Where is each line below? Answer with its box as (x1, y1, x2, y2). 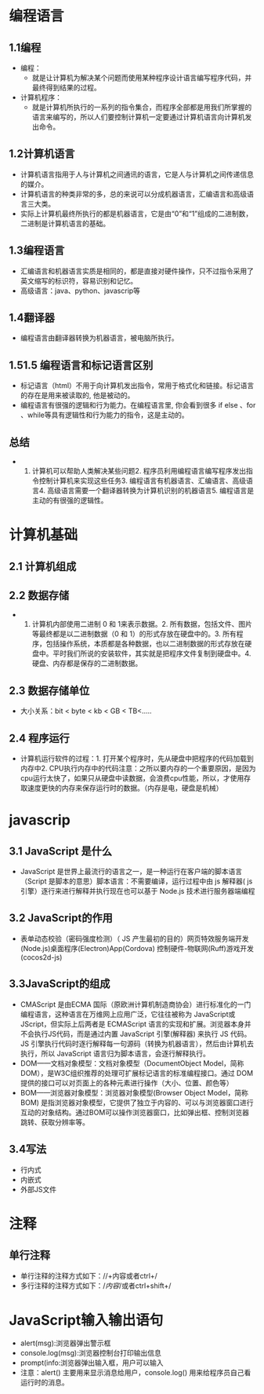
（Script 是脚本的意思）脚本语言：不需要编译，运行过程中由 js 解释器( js (20, 876, 253, 886)
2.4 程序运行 (9, 731, 70, 745)
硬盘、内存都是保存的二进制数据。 (31, 659, 143, 668)
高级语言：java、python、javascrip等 (20, 286, 140, 295)
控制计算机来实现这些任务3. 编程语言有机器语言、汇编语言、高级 (38, 476, 246, 485)
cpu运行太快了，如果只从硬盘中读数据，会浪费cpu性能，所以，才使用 (20, 774, 244, 783)
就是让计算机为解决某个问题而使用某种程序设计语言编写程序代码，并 (31, 73, 252, 82)
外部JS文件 (20, 1184, 57, 1194)
